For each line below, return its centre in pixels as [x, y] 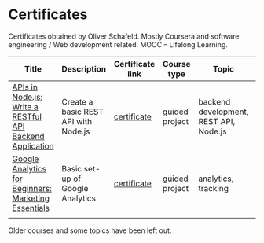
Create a [77, 101]
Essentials [31, 208]
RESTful [27, 116]
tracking [214, 188]
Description [84, 68]
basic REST [82, 112]
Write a [25, 106]
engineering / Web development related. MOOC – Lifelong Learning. [118, 44]
